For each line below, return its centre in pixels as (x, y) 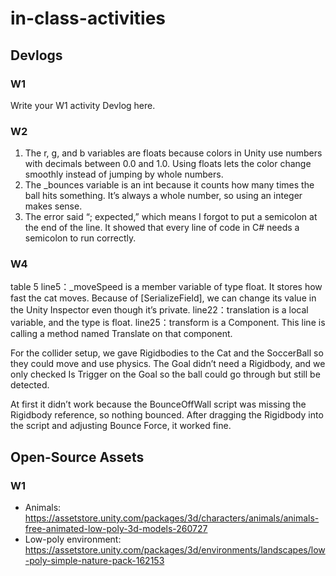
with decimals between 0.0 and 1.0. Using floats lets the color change (168, 164)
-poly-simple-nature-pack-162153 (94, 561)
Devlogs (36, 55)
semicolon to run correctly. (80, 238)
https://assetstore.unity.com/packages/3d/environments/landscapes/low (175, 550)
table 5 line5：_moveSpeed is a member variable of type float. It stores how (166, 287)
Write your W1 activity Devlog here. (83, 105)
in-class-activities (88, 18)
